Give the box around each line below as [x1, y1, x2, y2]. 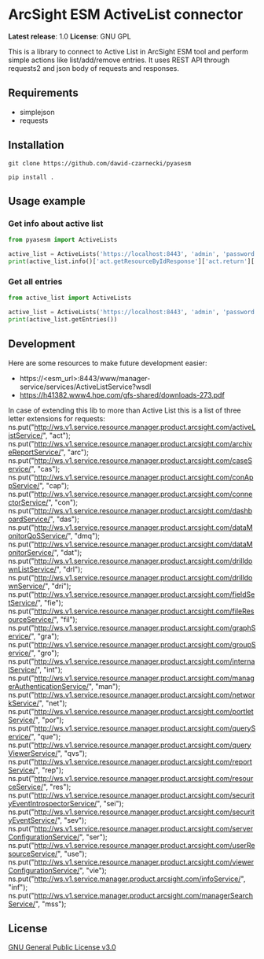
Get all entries [8, 276, 63, 287]
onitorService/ [8, 547, 55, 557]
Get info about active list [8, 218, 104, 229]
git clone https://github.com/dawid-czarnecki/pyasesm [8, 159, 192, 167]
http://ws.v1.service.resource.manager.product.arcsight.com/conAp [34, 472, 254, 482]
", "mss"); [35, 899, 67, 909]
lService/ [8, 665, 38, 674]
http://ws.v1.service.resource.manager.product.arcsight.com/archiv [34, 439, 253, 448]
